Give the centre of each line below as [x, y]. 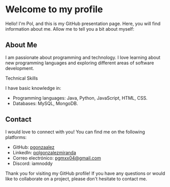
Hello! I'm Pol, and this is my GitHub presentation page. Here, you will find [83, 24]
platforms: [16, 137]
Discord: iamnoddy [32, 163]
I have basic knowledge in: [33, 88]
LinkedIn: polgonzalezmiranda [44, 152]
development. [20, 68]
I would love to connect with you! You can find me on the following [75, 132]
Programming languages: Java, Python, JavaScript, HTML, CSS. [80, 98]
